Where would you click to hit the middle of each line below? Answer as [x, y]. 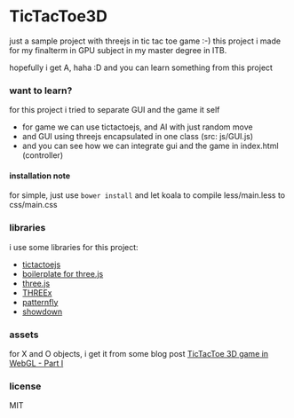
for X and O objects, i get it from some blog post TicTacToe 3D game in [139, 354]
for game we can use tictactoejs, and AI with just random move [137, 127]
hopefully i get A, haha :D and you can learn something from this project [141, 67]
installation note [40, 176]
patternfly [40, 302]
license [25, 386]
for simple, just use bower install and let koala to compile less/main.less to [147, 195]
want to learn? [41, 91]
